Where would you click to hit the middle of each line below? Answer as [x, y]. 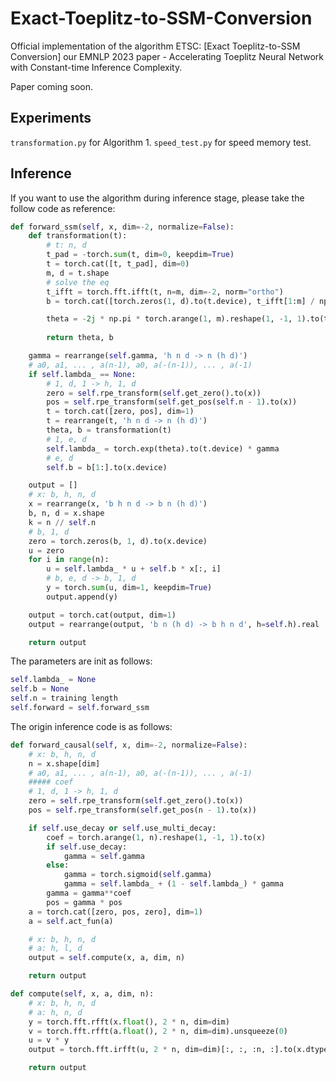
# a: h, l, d [55, 948]
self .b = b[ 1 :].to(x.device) [107, 467]
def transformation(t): [78, 236]
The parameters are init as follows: [81, 661]
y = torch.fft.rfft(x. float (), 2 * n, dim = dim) [129, 1022]
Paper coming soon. [52, 86]
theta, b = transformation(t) [109, 430]
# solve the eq [78, 282]
